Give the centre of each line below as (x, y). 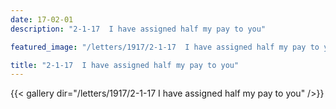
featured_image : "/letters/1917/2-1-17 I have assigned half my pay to (165, 47)
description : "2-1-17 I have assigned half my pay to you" (138, 29)
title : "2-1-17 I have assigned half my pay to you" (125, 65)
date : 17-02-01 (42, 19)
